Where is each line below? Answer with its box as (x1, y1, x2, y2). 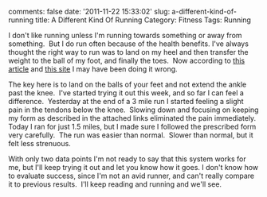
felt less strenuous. (8, 139, 72, 148)
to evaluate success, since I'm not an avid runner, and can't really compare (8, 171, 255, 180)
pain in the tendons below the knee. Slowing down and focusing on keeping (8, 105, 259, 114)
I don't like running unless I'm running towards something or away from (8, 31, 242, 40)
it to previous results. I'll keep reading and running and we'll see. (8, 180, 222, 189)
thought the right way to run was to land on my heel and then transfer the (8, 48, 249, 56)
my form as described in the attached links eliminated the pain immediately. (8, 114, 257, 122)
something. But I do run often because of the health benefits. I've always (8, 39, 249, 48)
